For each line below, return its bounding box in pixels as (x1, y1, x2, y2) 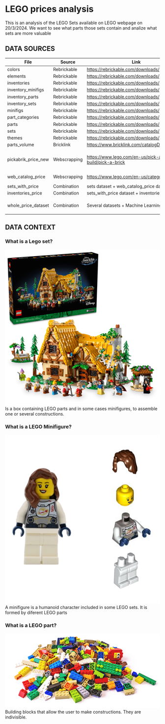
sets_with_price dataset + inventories (86, 190, 162, 196)
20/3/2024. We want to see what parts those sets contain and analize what (5, 25, 157, 31)
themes (7, 135, 23, 141)
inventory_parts (7, 94, 39, 100)
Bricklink (53, 142, 71, 148)
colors (7, 66, 20, 72)
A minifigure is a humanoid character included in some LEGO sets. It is (5, 605, 147, 610)
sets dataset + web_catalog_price (86, 184, 155, 189)
